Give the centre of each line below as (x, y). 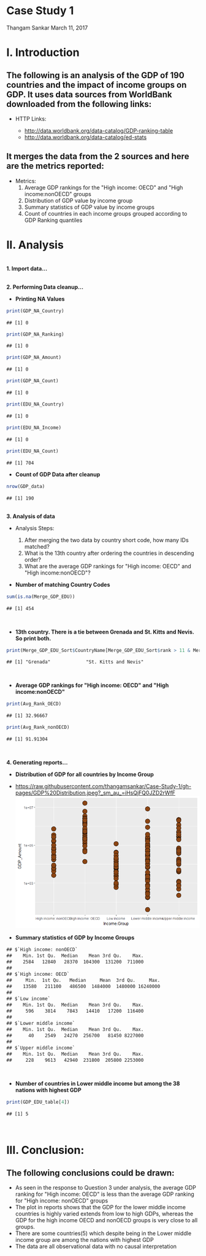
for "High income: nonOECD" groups (62, 1201)
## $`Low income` (29, 999)
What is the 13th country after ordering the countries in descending (109, 553)
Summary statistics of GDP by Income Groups (75, 938)
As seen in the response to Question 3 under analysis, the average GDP (105, 1188)
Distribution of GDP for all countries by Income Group (85, 774)
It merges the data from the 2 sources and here (98, 156)
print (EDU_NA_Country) (35, 404)
